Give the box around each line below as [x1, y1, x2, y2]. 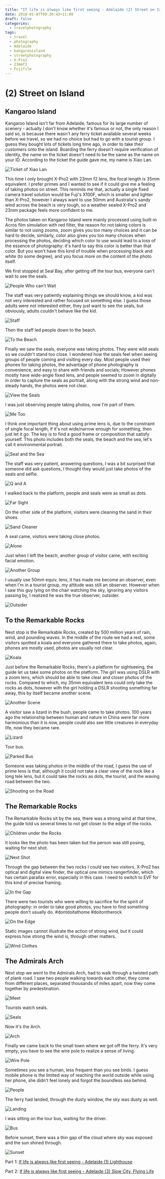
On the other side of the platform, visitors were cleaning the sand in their [5, 509, 152, 515]
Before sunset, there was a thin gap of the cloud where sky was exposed [5, 1135, 153, 1141]
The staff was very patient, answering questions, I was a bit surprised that [5, 460, 155, 466]
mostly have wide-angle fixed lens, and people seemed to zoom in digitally [5, 372, 157, 378]
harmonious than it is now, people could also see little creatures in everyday [5, 719, 159, 725]
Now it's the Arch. [5, 1024, 42, 1030]
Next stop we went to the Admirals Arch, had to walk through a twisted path [5, 970, 158, 976]
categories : [5, 21, 29, 26]
